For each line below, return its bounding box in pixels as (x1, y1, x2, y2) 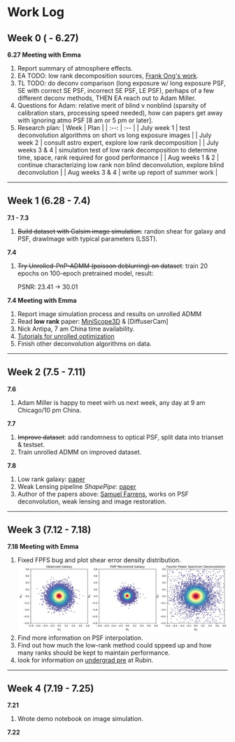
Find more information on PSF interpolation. (17, 634, 143, 642)
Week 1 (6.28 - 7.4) (7, 195, 91, 207)
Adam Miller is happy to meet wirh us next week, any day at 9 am (17, 398, 206, 406)
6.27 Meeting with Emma (7, 50, 82, 59)
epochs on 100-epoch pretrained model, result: (17, 269, 154, 277)
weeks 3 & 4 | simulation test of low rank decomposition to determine (17, 146, 218, 154)
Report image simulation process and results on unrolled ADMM (17, 309, 201, 318)
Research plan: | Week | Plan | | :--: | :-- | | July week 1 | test (17, 124, 191, 131)
